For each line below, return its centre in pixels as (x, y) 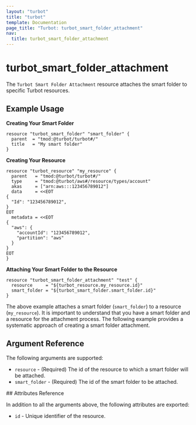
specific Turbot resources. (38, 90)
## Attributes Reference (35, 393)
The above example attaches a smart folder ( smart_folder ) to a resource (94, 306)
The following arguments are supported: (55, 358)
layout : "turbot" (27, 11)
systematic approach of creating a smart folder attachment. (78, 325)
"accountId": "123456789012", (54, 233)
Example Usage (35, 109)
